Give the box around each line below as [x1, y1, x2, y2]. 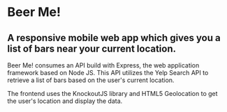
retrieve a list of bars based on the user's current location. [7, 76, 175, 84]
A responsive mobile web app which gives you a [7, 32, 221, 44]
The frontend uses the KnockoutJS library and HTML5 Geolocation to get [7, 90, 218, 97]
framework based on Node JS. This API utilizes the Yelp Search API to [7, 69, 209, 77]
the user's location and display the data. [7, 97, 123, 105]
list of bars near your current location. [7, 42, 177, 54]
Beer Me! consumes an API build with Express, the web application [7, 61, 200, 70]
